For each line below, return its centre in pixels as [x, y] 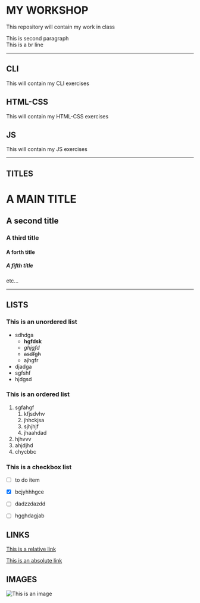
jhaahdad [35, 432]
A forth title [21, 252]
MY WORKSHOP [47, 10]
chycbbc [26, 451]
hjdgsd [23, 379]
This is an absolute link [34, 561]
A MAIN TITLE [41, 199]
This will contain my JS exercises [47, 149]
